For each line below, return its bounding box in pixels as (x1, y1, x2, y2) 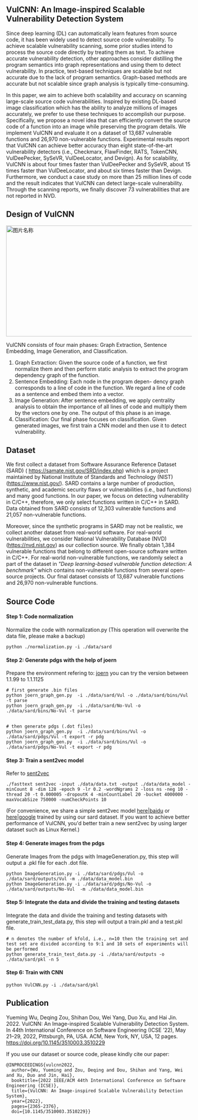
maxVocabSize (6, 797, 38, 803)
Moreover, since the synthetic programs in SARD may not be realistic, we (6, 523, 183, 530)
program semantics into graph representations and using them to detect (6, 61, 181, 68)
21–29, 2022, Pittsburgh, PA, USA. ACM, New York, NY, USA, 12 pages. (6, 1032, 178, 1039)
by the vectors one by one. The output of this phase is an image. (14, 409, 172, 416)
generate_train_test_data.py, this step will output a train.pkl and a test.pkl (6, 918, 183, 925)
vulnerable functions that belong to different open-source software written (6, 548, 187, 555)
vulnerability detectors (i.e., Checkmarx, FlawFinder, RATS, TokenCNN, (6, 148, 179, 155)
